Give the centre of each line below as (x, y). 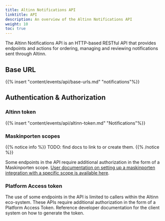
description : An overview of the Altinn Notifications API (69, 19)
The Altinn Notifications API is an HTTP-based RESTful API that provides (81, 43)
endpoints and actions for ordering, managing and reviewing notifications (82, 48)
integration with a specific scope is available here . (57, 173)
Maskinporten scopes (33, 136)
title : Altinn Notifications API (40, 10)
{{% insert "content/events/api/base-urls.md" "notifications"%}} (73, 82)
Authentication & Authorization (56, 98)
